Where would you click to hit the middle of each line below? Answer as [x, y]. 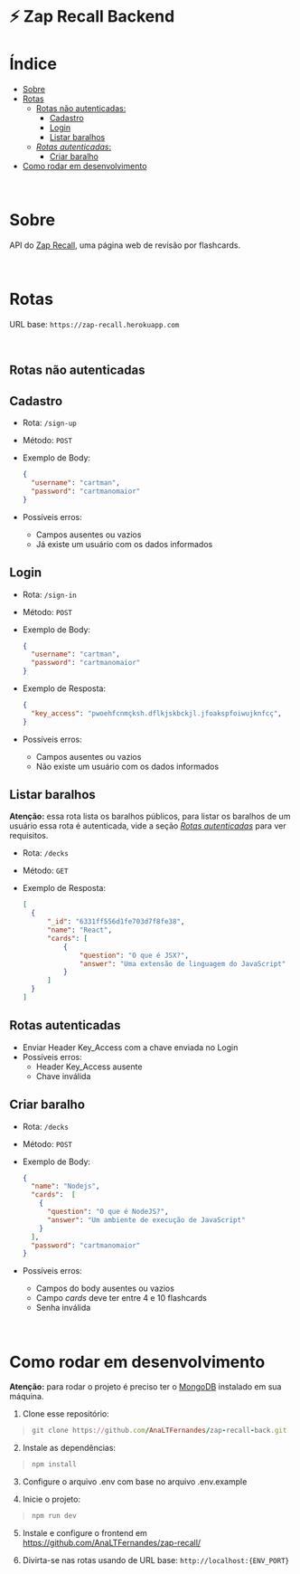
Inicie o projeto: [52, 1499]
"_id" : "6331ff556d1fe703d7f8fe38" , [116, 922]
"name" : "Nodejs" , [66, 1186]
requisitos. [29, 836]
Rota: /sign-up [49, 423]
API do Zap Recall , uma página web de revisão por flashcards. [125, 245]
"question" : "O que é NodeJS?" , [108, 1212]
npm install [54, 1465]
